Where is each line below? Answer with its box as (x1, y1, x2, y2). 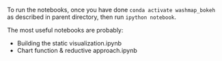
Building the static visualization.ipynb (16, 39, 122, 47)
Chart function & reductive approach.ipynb (16, 47, 138, 54)
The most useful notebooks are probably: (7, 26, 124, 34)
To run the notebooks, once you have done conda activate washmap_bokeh (7, 6, 216, 14)
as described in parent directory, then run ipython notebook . (7, 13, 176, 21)
